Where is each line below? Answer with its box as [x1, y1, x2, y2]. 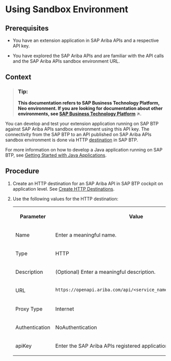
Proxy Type [15, 305, 43, 312]
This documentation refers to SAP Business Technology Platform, [17, 99, 160, 106]
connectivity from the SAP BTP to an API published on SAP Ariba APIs [5, 131, 152, 137]
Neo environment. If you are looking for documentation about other [17, 105, 163, 111]
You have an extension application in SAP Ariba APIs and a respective [12, 37, 159, 43]
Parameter [20, 213, 46, 220]
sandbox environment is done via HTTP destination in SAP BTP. [5, 137, 138, 143]
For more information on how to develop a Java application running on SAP [5, 146, 163, 152]
